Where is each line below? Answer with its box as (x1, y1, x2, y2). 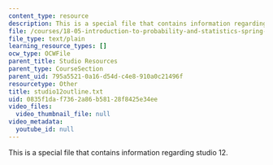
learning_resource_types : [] (8, 42, 107, 50)
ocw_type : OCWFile (8, 50, 71, 58)
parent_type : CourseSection (8, 65, 104, 73)
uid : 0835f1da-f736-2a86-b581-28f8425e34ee (8, 95, 158, 103)
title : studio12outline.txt (8, 87, 104, 96)
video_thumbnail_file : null (15, 111, 111, 119)
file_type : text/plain (8, 34, 85, 43)
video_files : (8, 102, 53, 111)
